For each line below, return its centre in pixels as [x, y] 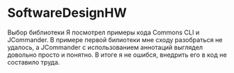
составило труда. [34, 62]
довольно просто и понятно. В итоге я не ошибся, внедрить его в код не [117, 55]
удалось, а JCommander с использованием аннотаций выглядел [105, 47]
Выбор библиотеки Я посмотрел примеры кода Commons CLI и [104, 32]
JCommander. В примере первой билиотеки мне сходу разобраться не [115, 39]
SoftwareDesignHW [67, 13]
